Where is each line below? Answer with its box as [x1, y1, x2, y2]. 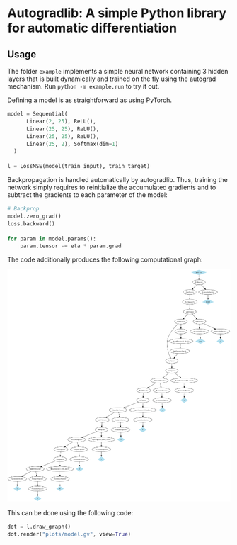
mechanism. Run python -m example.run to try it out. [7, 82, 160, 90]
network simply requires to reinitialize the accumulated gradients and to [7, 183, 216, 191]
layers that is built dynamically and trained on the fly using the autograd [7, 74, 216, 83]
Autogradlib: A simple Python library [7, 5, 227, 21]
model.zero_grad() [7, 213, 62, 220]
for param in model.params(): [7, 235, 97, 242]
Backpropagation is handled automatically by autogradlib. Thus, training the [7, 176, 229, 184]
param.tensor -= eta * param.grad [20, 242, 122, 249]
